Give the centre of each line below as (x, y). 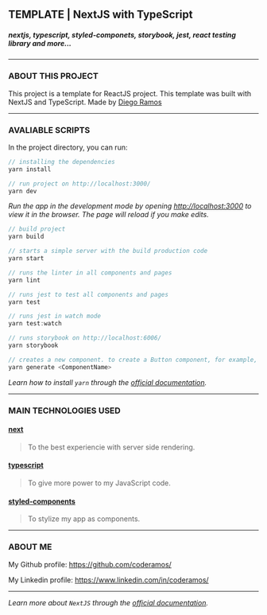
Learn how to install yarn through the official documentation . (108, 382)
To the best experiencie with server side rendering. (111, 447)
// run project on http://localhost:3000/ (79, 184)
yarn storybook (33, 346)
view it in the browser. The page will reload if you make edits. (108, 215)
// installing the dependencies (62, 162)
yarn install (30, 169)
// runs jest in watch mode (55, 316)
